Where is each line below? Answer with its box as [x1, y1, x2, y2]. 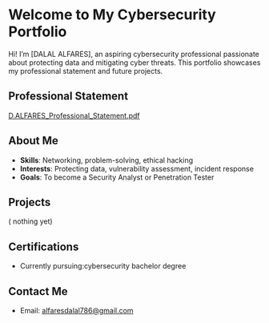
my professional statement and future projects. [8, 66, 163, 75]
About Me [8, 134, 58, 147]
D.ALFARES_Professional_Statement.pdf [8, 111, 140, 120]
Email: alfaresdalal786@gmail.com [19, 306, 134, 315]
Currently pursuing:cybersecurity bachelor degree [19, 261, 187, 271]
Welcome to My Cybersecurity [8, 6, 216, 24]
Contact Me [8, 285, 68, 298]
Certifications [8, 240, 79, 253]
